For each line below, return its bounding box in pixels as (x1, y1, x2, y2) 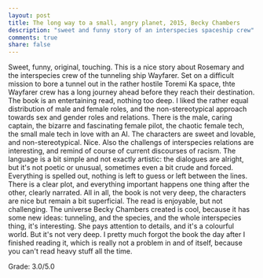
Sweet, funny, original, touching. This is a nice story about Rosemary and (8, 62, 245, 72)
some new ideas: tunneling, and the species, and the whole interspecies (8, 213, 242, 223)
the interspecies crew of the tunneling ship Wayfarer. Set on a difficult (8, 71, 234, 80)
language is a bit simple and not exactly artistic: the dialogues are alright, (8, 154, 245, 164)
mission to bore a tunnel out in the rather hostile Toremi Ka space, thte (8, 80, 236, 89)
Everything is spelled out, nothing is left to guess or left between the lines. (8, 171, 248, 181)
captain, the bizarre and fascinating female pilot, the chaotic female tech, (8, 121, 245, 131)
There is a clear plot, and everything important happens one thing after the (8, 180, 250, 189)
